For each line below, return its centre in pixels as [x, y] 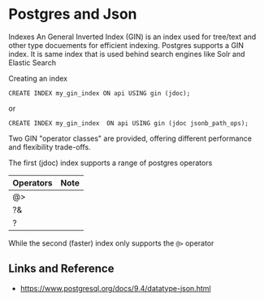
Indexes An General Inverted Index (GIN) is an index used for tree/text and [132, 37]
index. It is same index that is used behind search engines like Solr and [127, 54]
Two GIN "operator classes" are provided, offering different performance [130, 138]
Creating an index [38, 78]
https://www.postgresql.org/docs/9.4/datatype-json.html [115, 288]
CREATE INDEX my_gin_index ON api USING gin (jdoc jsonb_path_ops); [129, 123]
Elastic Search [32, 63]
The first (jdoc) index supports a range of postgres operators [110, 163]
